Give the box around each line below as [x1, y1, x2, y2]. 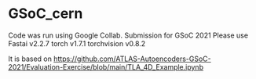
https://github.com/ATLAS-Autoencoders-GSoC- [53, 54, 211, 63]
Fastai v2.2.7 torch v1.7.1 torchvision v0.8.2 [8, 38, 146, 48]
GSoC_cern [8, 5, 83, 23]
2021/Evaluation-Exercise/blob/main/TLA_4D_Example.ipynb [8, 62, 204, 71]
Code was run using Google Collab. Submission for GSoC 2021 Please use [8, 31, 249, 40]
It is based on [8, 54, 53, 63]
